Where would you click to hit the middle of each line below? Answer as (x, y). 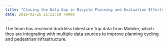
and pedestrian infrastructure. (36, 39)
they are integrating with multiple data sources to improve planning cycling (82, 34)
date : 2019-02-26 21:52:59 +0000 (40, 14)
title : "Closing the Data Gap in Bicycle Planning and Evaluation (76, 10)
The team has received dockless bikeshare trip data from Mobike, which (79, 28)
